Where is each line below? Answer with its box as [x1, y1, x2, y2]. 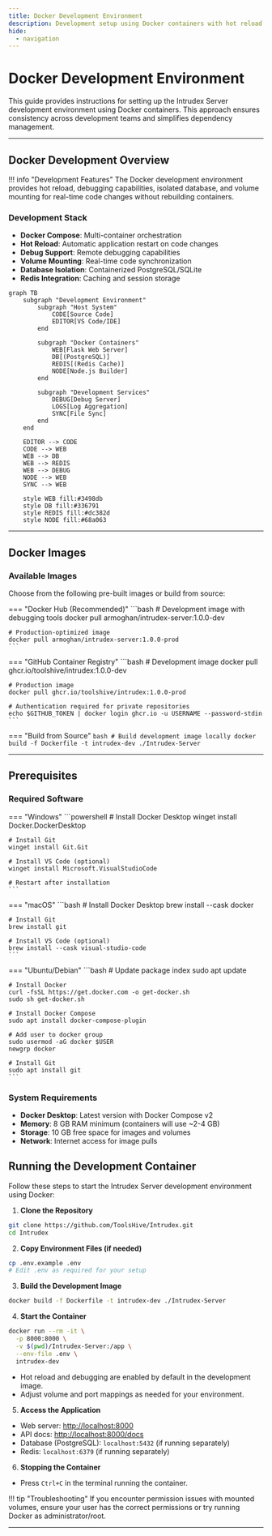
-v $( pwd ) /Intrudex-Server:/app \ [15, 1342, 132, 1350]
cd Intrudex [8, 1229, 49, 1237]
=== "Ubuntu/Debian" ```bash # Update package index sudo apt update [8, 965, 247, 975]
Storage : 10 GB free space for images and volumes [19, 1127, 191, 1137]
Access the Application [19, 1405, 101, 1414]
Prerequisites [8, 769, 78, 783]
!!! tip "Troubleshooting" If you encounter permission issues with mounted [8, 1493, 255, 1504]
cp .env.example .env [8, 1259, 82, 1267]
